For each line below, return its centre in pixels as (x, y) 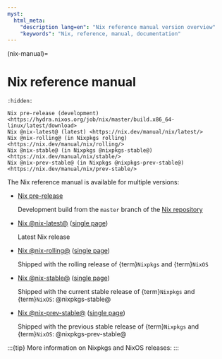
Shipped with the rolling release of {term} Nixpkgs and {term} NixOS (113, 264)
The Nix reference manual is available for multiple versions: (93, 182)
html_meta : (30, 20)
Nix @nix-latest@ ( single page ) (63, 223)
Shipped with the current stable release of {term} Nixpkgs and (106, 292)
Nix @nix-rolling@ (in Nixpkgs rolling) (68, 139)
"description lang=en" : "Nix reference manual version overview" (118, 27)
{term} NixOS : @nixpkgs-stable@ (64, 299)
